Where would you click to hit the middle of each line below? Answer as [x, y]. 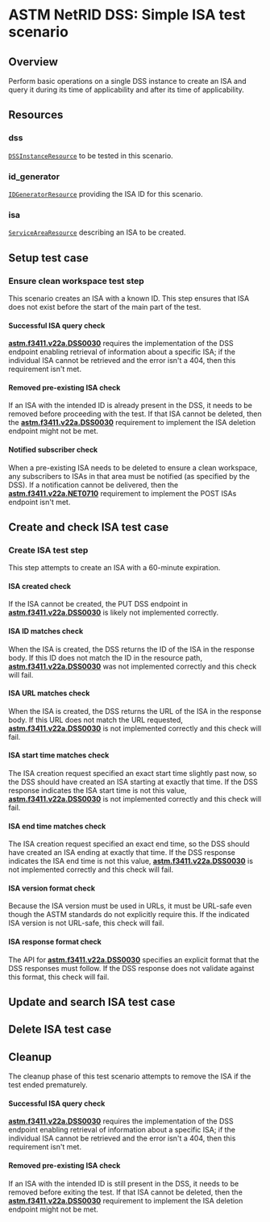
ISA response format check [55, 942]
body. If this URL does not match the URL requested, [96, 719]
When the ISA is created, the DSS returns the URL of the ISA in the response [135, 711]
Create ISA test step [48, 550]
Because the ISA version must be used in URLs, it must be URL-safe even [130, 906]
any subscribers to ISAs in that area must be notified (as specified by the [129, 476]
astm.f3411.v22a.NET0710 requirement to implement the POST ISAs [123, 493]
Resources [36, 115]
